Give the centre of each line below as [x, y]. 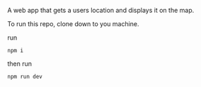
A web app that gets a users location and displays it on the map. [101, 10]
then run [20, 64]
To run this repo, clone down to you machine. [73, 24]
